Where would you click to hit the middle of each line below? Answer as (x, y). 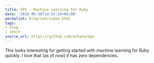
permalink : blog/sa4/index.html (38, 18)
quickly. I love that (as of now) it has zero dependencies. (62, 55)
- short (13, 32)
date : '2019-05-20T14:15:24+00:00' (41, 14)
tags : (10, 23)
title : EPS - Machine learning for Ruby (47, 9)
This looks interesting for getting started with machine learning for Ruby (77, 50)
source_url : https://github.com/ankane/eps (50, 37)
